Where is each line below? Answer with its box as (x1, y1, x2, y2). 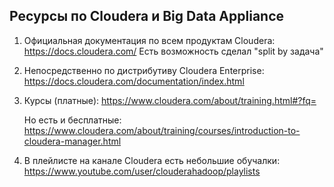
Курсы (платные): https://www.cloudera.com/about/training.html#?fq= (23, 94, 317, 106)
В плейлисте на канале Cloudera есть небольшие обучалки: (23, 154, 281, 166)
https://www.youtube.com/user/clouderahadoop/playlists (23, 165, 261, 177)
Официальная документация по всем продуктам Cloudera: (23, 34, 276, 46)
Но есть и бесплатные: (23, 114, 122, 126)
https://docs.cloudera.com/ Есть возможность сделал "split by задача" (23, 45, 324, 57)
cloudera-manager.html (23, 135, 122, 147)
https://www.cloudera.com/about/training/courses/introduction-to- (23, 124, 301, 136)
